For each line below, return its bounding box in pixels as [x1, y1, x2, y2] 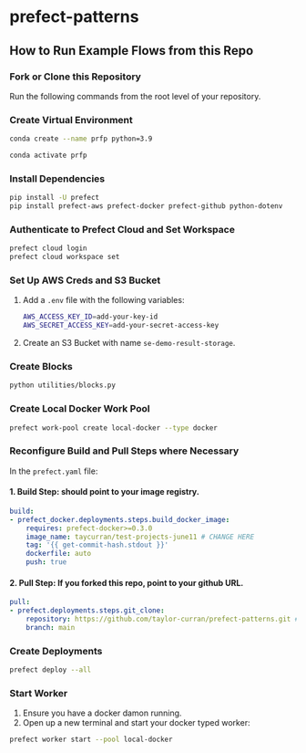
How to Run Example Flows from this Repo [9, 43, 254, 58]
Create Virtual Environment [9, 113, 134, 126]
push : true [25, 558, 67, 567]
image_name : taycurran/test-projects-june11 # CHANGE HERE [25, 532, 255, 541]
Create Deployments [9, 644, 103, 657]
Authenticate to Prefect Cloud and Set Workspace [9, 223, 235, 235]
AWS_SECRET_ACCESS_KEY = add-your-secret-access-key [22, 321, 219, 330]
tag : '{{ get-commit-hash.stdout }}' [25, 540, 169, 549]
